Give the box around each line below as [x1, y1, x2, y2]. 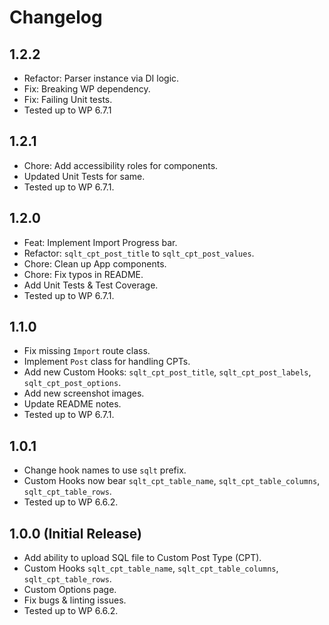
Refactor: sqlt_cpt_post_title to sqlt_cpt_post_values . [23, 247, 255, 259]
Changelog [9, 6, 103, 29]
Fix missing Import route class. [23, 345, 151, 357]
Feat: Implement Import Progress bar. [23, 236, 178, 248]
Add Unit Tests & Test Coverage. [23, 279, 159, 291]
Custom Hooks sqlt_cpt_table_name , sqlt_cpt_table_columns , [23, 562, 279, 575]
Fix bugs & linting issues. [23, 594, 127, 606]
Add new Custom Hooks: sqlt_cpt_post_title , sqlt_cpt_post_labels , [23, 366, 312, 378]
